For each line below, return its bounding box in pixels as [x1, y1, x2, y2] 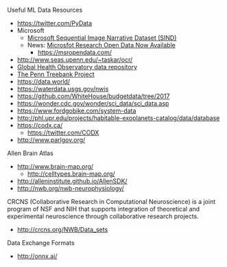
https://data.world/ [16, 78, 71, 85]
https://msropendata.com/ [37, 48, 112, 56]
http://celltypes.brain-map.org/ [27, 170, 115, 178]
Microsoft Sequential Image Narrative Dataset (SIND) [27, 34, 177, 42]
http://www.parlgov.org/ [16, 136, 86, 143]
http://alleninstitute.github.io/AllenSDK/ [16, 177, 128, 185]
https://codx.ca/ [16, 121, 63, 129]
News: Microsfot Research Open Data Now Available [27, 41, 176, 49]
